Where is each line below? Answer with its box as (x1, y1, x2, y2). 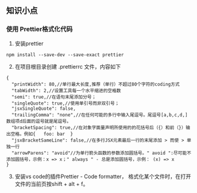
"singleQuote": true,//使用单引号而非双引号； (11, 100, 119, 106)
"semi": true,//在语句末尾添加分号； (11, 94, 97, 100)
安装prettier (14, 39, 44, 47)
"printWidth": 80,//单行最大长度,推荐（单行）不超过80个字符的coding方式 (11, 81, 180, 87)
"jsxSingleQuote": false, (11, 105, 76, 112)
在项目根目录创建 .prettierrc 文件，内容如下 (14, 63, 121, 70)
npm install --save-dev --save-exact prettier (6, 51, 124, 58)
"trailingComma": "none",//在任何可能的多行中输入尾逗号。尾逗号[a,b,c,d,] (11, 112, 188, 118)
